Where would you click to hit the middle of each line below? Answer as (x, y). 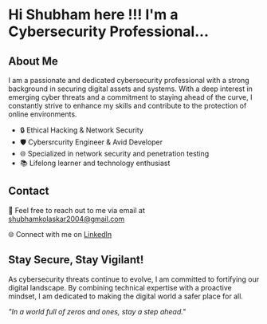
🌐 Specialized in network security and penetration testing (114, 154)
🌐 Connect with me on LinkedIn (60, 234)
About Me (33, 61)
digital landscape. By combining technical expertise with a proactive (120, 287)
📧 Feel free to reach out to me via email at (77, 210)
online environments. (43, 114)
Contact (29, 191)
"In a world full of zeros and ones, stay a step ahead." (97, 311)
